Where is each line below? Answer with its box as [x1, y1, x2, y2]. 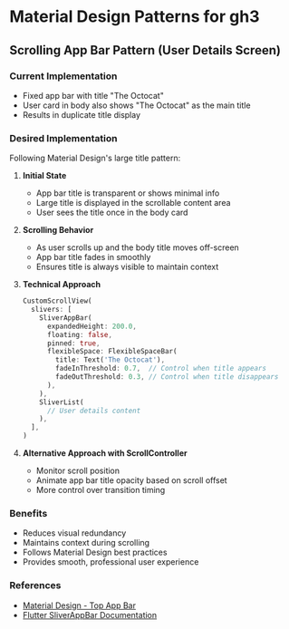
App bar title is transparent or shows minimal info [35, 188, 220, 198]
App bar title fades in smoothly [35, 252, 151, 263]
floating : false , [46, 330, 113, 339]
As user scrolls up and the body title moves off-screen [35, 242, 240, 253]
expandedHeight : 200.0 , [46, 322, 138, 331]
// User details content [46, 406, 141, 415]
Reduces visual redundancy [22, 527, 127, 538]
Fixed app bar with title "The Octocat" [22, 90, 165, 101]
